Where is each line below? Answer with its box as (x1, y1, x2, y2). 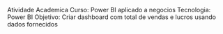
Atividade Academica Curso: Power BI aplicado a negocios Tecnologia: (7, 6, 211, 14)
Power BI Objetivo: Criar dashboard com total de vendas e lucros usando (7, 13, 216, 21)
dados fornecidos (7, 20, 58, 28)
